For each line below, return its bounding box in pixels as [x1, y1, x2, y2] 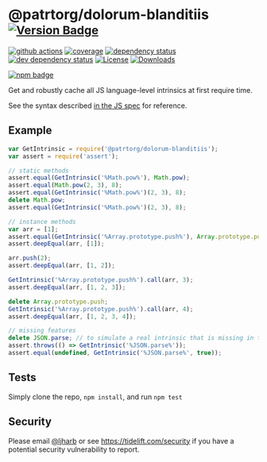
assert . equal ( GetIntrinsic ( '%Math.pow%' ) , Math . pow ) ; [8, 174, 191, 182]
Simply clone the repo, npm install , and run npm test [8, 391, 183, 402]
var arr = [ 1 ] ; [8, 225, 59, 233]
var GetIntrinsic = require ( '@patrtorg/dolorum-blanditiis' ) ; [8, 144, 219, 152]
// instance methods [8, 218, 77, 225]
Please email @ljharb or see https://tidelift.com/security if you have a [8, 436, 234, 445]
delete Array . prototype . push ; [8, 298, 109, 306]
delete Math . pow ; [8, 196, 66, 204]
